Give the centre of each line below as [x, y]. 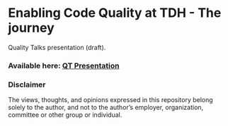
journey [32, 28]
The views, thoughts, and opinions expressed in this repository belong [110, 100]
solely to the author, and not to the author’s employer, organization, [106, 108]
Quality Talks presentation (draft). [57, 47]
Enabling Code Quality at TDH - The [115, 13]
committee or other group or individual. [65, 115]
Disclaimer [27, 84]
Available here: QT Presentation [64, 65]
